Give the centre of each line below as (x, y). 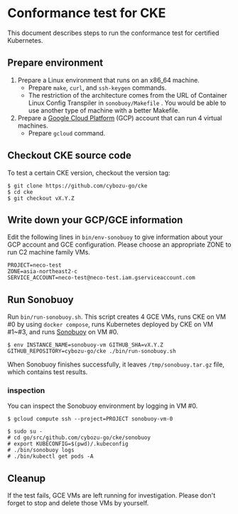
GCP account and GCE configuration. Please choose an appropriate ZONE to (119, 245)
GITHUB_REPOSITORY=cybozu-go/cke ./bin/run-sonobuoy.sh (92, 351)
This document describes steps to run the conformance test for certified (113, 33)
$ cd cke (20, 192)
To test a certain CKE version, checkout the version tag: (89, 173)
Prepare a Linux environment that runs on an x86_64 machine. (109, 80)
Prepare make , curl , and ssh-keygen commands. (97, 88)
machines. (33, 125)
